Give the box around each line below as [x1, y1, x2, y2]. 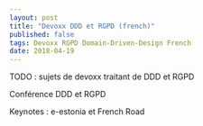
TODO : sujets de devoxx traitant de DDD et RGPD [9, 71, 195, 82]
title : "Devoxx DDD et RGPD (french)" [9, 22, 155, 31]
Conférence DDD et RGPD [9, 89, 106, 100]
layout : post [9, 13, 59, 22]
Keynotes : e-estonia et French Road [9, 106, 145, 117]
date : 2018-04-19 [9, 47, 75, 56]
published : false [9, 30, 75, 39]
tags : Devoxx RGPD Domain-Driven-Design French [9, 38, 192, 48]
